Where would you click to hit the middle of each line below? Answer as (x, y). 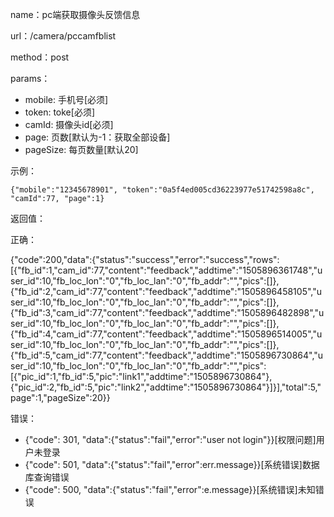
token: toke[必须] (59, 112)
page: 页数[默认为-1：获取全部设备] (97, 137)
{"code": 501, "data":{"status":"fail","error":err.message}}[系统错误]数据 (172, 464)
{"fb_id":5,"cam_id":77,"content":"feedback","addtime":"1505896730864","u (167, 355)
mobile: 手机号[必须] (66, 99)
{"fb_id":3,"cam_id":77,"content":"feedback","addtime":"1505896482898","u (167, 312)
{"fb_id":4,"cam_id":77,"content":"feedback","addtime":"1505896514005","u (166, 334)
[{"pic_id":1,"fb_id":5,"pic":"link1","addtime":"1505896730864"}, (141, 376)
